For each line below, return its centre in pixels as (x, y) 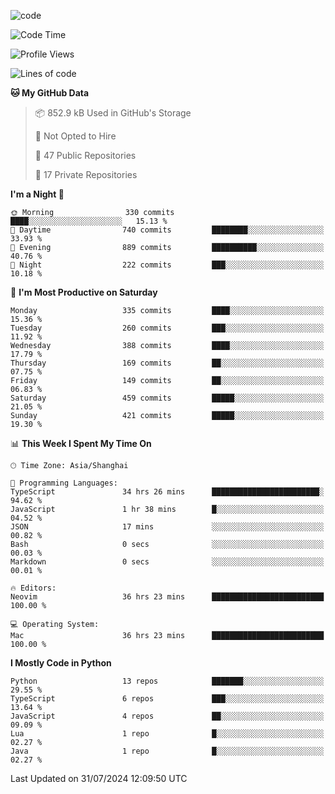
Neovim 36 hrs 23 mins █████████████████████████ (167, 597)
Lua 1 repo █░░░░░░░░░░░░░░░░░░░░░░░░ (167, 734)
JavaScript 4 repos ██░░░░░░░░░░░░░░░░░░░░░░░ (167, 716)
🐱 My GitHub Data (50, 93)
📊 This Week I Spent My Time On (81, 443)
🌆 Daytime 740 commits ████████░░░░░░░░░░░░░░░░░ (167, 230)
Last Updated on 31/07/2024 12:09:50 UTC (99, 778)
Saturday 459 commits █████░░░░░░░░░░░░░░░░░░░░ (167, 398)
